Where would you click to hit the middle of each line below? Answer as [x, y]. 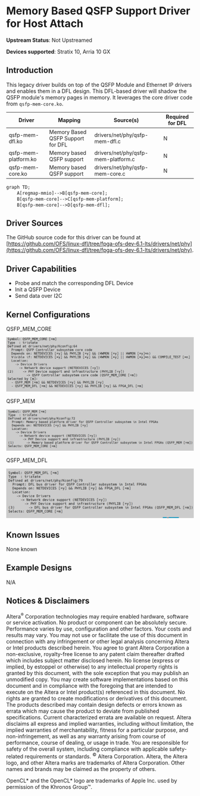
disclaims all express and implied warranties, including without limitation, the [100, 724]
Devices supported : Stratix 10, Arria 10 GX [58, 51]
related [15, 756]
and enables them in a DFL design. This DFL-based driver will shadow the [96, 91]
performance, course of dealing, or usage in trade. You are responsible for [97, 743]
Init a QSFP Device [37, 289]
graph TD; [18, 187]
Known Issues [33, 535]
